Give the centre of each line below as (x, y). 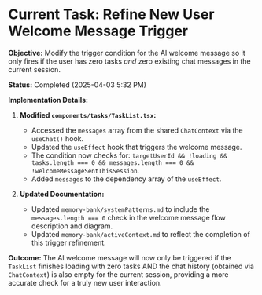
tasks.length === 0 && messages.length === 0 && (113, 162)
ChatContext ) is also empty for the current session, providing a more (118, 274)
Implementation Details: (48, 100)
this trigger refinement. (68, 242)
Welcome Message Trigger (98, 31)
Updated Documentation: (62, 194)
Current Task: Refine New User (111, 15)
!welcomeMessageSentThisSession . (85, 170)
